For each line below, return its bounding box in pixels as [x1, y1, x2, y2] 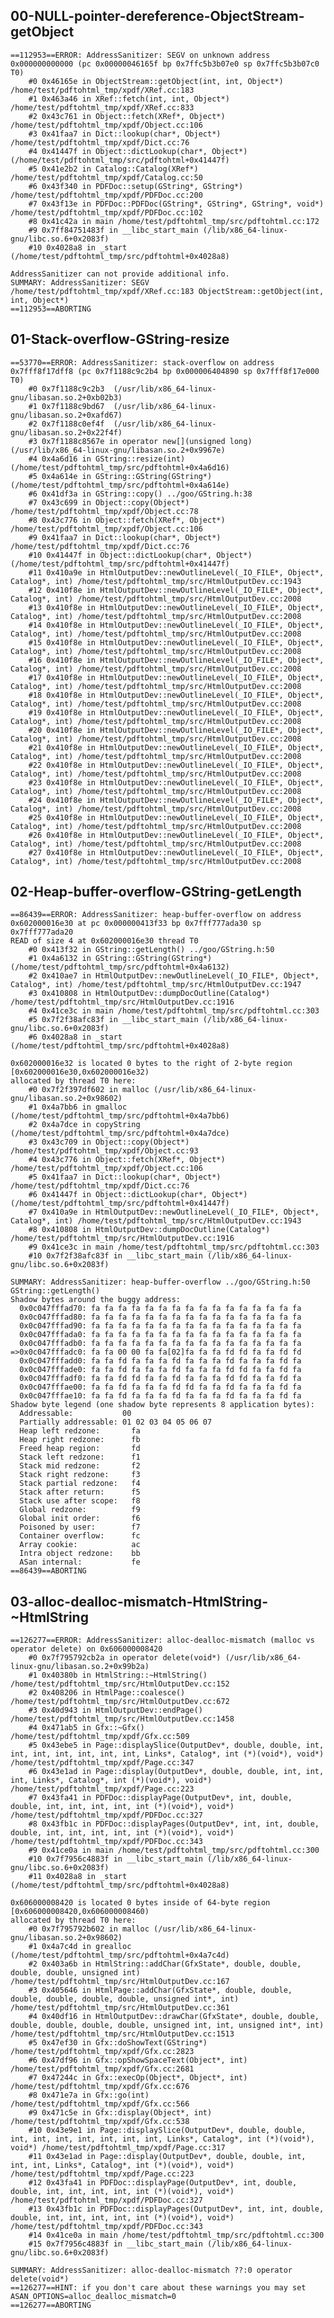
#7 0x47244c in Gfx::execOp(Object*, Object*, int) [28, 2073, 248, 2083]
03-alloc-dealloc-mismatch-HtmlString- [10, 1593, 268, 1610]
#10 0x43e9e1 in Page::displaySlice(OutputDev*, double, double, [28, 2125, 307, 2136]
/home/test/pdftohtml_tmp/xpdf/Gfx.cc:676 [10, 2082, 190, 2092]
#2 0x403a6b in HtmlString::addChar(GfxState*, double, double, [28, 1959, 302, 1969]
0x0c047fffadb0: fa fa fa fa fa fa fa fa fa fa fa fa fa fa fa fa [19, 1339, 302, 1349]
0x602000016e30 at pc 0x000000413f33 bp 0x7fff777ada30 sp [10, 919, 262, 929]
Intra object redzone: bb [19, 1549, 141, 1559]
